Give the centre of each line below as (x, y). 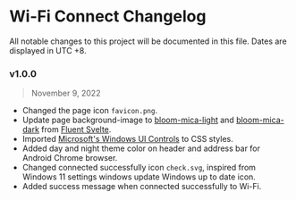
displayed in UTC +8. (48, 50)
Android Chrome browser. (70, 158)
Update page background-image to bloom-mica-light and (128, 120)
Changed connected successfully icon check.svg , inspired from (139, 168)
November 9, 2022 (66, 93)
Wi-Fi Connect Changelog (108, 17)
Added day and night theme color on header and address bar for (141, 148)
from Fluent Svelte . (76, 129)
